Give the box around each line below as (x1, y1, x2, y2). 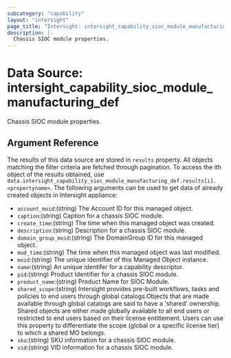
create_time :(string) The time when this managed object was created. (16, 218, 215, 227)
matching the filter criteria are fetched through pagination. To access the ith (7, 162, 222, 171)
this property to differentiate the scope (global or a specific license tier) (16, 321, 220, 329)
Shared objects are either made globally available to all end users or (16, 306, 210, 315)
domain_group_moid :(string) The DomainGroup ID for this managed (16, 233, 203, 242)
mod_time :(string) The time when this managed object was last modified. (16, 248, 221, 256)
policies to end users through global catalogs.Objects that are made (16, 292, 210, 300)
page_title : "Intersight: (7, 23, 81, 30)
